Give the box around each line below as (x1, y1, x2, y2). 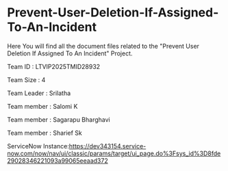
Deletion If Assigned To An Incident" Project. (7, 49, 133, 57)
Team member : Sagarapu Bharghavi (7, 115, 111, 124)
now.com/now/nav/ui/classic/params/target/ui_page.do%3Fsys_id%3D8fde (7, 149, 221, 157)
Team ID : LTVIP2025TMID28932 (7, 62, 101, 70)
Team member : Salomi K (7, 102, 78, 110)
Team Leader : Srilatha (7, 89, 71, 97)
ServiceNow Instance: (7, 142, 70, 150)
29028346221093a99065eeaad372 (7, 156, 108, 165)
